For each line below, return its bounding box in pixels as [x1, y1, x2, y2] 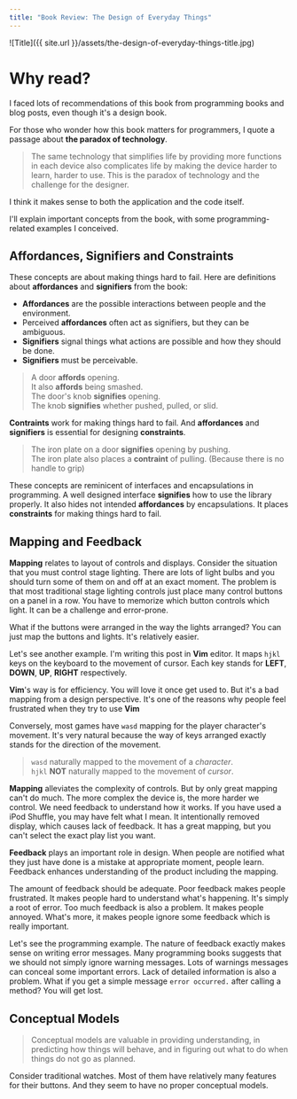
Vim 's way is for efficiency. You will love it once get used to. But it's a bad [9, 684, 279, 696]
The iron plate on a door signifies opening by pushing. [30, 444, 231, 455]
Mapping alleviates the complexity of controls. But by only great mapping [9, 783, 277, 794]
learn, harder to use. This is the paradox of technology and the [30, 169, 260, 180]
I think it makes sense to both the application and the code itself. [9, 196, 245, 207]
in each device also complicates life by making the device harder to [30, 160, 277, 171]
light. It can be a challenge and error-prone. [9, 604, 168, 616]
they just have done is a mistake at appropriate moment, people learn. [9, 857, 264, 868]
